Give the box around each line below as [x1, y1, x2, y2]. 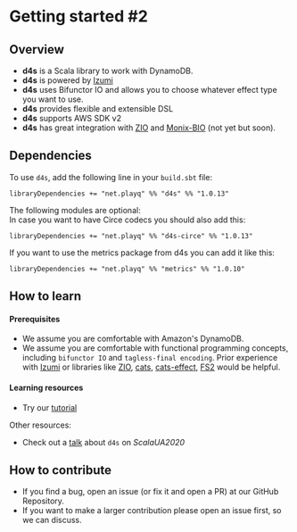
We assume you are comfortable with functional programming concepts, [21, 343, 289, 353]
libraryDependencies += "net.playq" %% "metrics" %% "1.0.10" [9, 264, 245, 273]
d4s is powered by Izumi [21, 75, 113, 86]
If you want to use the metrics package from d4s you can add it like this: [9, 247, 275, 258]
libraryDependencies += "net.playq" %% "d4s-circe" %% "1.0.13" [9, 231, 253, 240]
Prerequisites [9, 313, 61, 324]
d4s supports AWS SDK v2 [21, 113, 122, 123]
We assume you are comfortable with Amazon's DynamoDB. [21, 333, 244, 345]
